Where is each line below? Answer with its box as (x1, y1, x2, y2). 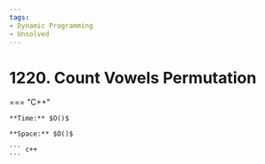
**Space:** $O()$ (9, 129, 74, 138)
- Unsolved (9, 29, 50, 38)
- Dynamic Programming (9, 21, 93, 30)
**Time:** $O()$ (9, 114, 69, 123)
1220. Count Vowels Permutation (9, 67, 257, 88)
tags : (9, 12, 29, 22)
